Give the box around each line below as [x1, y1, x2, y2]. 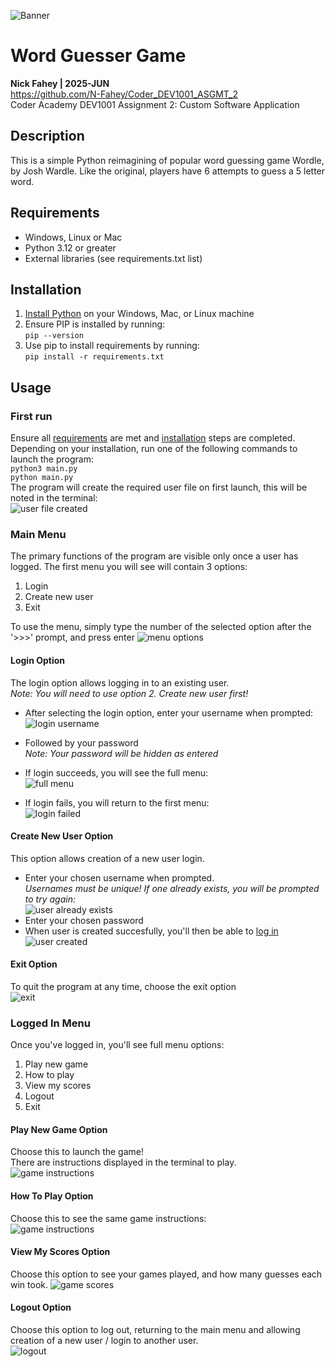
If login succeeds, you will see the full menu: [24, 766, 209, 779]
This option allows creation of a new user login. [10, 852, 205, 864]
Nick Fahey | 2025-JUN [10, 77, 110, 89]
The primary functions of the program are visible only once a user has [10, 550, 299, 562]
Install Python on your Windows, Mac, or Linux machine [24, 308, 255, 320]
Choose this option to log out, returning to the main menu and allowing [10, 1324, 301, 1336]
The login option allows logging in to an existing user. [10, 676, 230, 689]
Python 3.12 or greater [24, 241, 117, 254]
